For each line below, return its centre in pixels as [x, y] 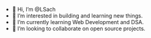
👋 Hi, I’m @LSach [34, 9]
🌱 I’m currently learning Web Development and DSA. [78, 22]
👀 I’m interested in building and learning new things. [77, 16]
